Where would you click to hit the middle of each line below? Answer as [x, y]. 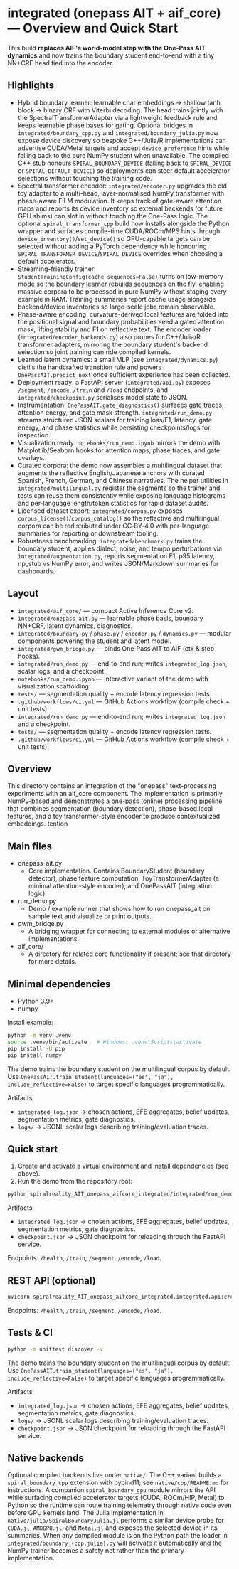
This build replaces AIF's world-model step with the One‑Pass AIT [107, 48]
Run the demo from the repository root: [75, 1181]
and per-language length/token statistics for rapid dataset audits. [113, 503]
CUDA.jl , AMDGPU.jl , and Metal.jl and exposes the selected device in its [113, 1528]
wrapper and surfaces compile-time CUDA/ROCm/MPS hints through [119, 231]
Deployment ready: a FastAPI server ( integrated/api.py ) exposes [114, 382]
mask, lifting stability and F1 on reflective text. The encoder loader [114, 329]
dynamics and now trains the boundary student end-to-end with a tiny [111, 55]
